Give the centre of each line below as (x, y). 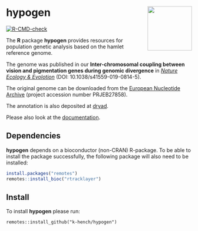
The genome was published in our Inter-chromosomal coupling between (95, 64)
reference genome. (29, 52)
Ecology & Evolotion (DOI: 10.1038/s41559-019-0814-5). (74, 77)
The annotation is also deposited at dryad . (57, 105)
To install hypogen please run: (43, 212)
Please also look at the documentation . (53, 117)
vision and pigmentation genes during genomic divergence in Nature (92, 70)
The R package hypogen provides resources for (65, 40)
